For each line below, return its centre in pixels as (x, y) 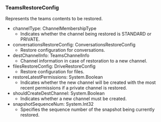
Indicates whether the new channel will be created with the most (88, 82)
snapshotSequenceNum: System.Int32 (53, 104)
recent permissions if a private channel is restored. (74, 88)
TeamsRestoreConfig (32, 8)
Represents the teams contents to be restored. (54, 19)
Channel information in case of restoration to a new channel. (84, 61)
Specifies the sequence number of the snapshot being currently (87, 110)
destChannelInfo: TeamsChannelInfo (51, 55)
